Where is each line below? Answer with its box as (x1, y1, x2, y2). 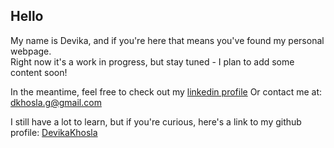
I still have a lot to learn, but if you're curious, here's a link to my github (10, 115, 302, 128)
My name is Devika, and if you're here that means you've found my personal (10, 34, 325, 46)
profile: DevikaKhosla (10, 126, 98, 138)
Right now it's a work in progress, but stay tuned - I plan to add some (10, 55, 295, 68)
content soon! (10, 66, 68, 78)
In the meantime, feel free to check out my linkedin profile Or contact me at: (10, 85, 323, 98)
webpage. (10, 45, 52, 57)
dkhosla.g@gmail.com (10, 96, 102, 108)
